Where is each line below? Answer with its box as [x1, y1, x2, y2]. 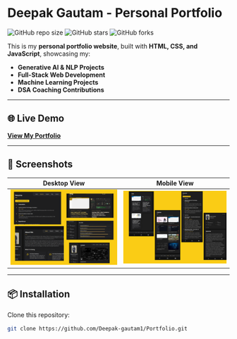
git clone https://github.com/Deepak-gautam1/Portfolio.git [7, 325, 188, 332]
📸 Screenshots [7, 159, 73, 171]
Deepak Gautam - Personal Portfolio [7, 5, 223, 21]
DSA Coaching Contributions [17, 85, 104, 94]
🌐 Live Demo [7, 113, 65, 125]
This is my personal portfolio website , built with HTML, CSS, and [7, 42, 198, 50]
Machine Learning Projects [17, 78, 99, 86]
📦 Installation [7, 288, 71, 300]
